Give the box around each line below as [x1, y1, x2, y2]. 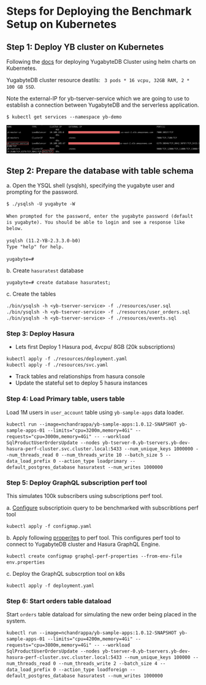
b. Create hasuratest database [6, 267, 84, 274]
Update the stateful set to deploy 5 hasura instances [15, 379, 148, 387]
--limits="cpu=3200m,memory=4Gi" [47, 427, 133, 434]
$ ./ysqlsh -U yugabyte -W [6, 201, 75, 207]
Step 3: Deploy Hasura [6, 329, 75, 338]
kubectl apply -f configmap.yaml [6, 523, 92, 529]
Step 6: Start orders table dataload [6, 597, 112, 605]
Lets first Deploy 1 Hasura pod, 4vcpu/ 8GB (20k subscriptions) [15, 343, 176, 351]
